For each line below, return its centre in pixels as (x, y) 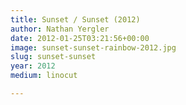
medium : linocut (44, 76)
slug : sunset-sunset (53, 57)
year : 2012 (33, 66)
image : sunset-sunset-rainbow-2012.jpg (93, 47)
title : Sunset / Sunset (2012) (75, 19)
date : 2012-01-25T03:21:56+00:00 (80, 38)
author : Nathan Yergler (60, 29)
